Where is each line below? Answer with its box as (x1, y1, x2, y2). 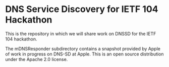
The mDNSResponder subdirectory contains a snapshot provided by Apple (5, 45, 160, 51)
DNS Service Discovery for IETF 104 (5, 3, 158, 15)
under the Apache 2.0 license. (5, 56, 68, 62)
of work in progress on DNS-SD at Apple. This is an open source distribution (5, 51, 164, 57)
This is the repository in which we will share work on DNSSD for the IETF (5, 30, 156, 36)
